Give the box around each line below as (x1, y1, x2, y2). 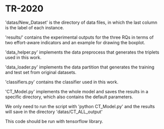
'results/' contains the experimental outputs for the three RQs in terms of (5, 34, 154, 40)
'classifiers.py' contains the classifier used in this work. (5, 79, 118, 85)
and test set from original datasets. (5, 69, 77, 75)
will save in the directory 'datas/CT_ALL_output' (5, 109, 103, 115)
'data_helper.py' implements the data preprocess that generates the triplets (5, 49, 160, 55)
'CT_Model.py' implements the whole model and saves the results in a (5, 88, 148, 94)
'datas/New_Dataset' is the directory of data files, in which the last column (5, 19, 158, 25)
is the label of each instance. (5, 24, 64, 30)
